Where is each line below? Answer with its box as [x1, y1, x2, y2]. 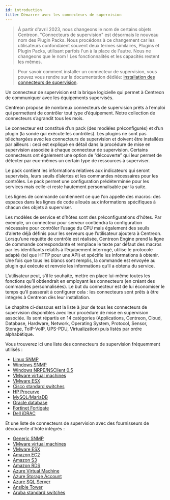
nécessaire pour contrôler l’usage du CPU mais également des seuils [5, 225, 150, 231]
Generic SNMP [12, 435, 44, 442]
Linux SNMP [12, 356, 39, 362]
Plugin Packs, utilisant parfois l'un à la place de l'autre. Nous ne [17, 48, 151, 54]
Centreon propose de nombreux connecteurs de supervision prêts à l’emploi [5, 104, 165, 110]
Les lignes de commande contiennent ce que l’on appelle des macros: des [5, 193, 161, 199]
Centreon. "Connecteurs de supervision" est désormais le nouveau [17, 32, 159, 38]
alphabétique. [5, 331, 34, 337]
